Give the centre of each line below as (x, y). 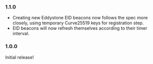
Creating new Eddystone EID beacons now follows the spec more (80, 18)
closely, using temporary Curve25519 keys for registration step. (78, 23)
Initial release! (20, 57)
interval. (21, 34)
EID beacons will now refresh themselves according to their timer (80, 28)
